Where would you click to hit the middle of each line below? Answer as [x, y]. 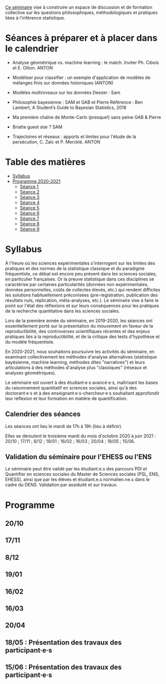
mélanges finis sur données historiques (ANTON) [63, 82]
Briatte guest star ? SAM [37, 126]
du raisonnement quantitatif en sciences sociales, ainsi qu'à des [71, 387]
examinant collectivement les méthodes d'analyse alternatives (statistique [81, 356]
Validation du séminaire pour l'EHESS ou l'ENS [79, 457]
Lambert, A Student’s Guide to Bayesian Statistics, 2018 [69, 107]
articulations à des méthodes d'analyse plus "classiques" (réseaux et [76, 367]
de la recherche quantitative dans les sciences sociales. [63, 311]
